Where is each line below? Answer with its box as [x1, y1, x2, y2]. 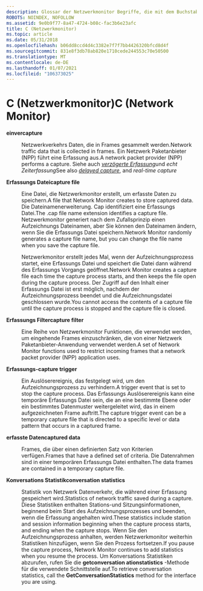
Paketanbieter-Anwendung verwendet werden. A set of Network [21, 341, 180, 348]
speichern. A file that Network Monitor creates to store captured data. [21, 197, 193, 204]
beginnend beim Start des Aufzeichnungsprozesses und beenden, [21, 508, 187, 515]
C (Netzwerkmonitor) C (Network [6, 97, 174, 111]
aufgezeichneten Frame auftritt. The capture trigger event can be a [21, 409, 186, 417]
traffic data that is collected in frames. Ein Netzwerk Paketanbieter [21, 147, 187, 155]
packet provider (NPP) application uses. [21, 354, 121, 361]
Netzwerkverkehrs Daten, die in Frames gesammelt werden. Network [21, 141, 192, 149]
